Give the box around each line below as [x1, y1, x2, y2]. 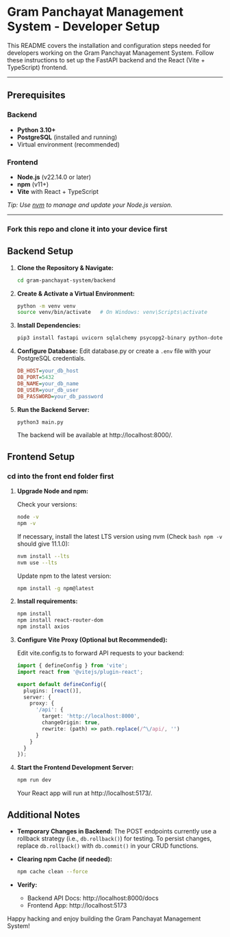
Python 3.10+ [16, 125, 56, 134]
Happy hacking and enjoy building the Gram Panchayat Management [7, 914, 201, 923]
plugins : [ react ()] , [23, 687, 82, 694]
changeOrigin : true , [42, 719, 101, 727]
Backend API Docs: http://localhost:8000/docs [27, 894, 159, 902]
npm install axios [16, 623, 70, 631]
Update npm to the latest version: [16, 572, 112, 580]
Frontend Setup [7, 450, 75, 463]
